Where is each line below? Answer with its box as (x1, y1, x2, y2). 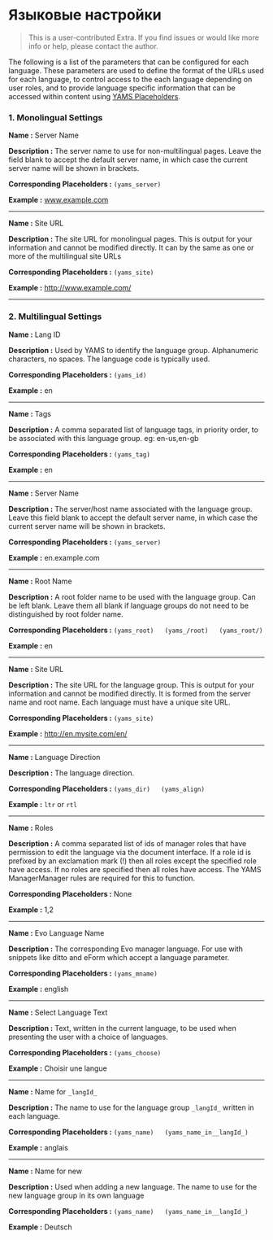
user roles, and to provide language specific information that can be (8, 83, 236, 93)
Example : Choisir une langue (8, 1063, 107, 1073)
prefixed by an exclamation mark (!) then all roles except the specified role (8, 856, 258, 866)
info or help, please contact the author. (28, 41, 158, 50)
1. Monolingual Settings (8, 111, 103, 123)
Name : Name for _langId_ (8, 1086, 97, 1096)
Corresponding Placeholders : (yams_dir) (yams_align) (8, 784, 206, 793)
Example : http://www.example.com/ (8, 283, 132, 293)
